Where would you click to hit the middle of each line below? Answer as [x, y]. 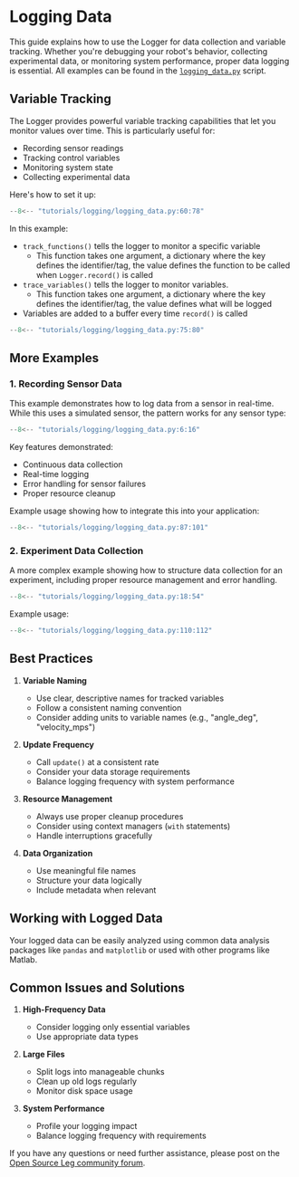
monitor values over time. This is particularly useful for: [112, 130]
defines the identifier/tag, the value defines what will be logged [154, 303]
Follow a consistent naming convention [109, 707]
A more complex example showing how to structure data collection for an [146, 570]
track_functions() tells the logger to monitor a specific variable [141, 245]
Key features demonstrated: [61, 447]
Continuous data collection [73, 464]
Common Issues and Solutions [97, 988]
